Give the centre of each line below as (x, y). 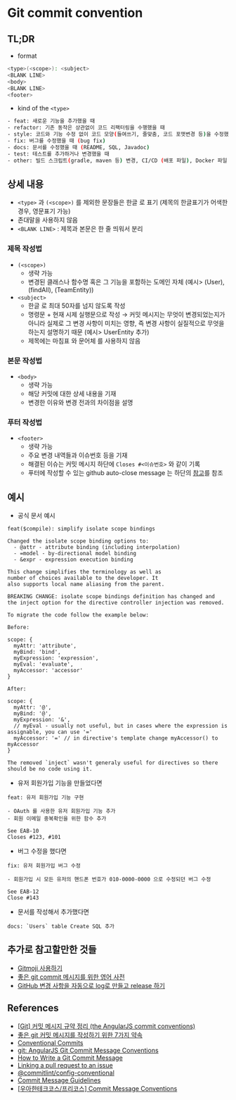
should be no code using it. (50, 769)
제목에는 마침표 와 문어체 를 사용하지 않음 (84, 341)
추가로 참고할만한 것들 (52, 950)
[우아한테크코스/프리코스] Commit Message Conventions (97, 1088)
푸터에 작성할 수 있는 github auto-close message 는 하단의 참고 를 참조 (125, 473)
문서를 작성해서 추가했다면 (53, 912)
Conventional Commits (50, 1042)
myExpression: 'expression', (56, 658)
